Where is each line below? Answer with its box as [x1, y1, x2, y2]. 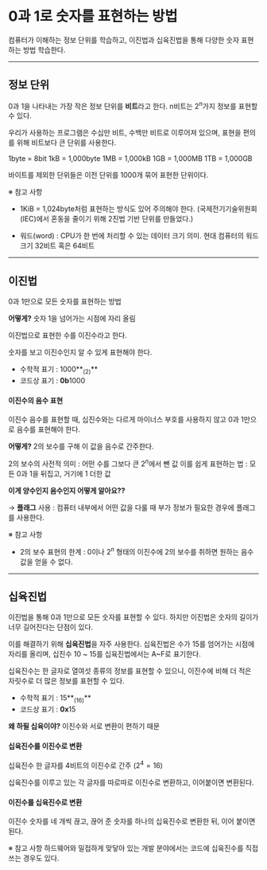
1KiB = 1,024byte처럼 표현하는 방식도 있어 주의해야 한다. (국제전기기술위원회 [19, 204, 257, 214]
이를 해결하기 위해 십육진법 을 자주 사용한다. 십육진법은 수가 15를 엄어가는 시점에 [8, 639, 255, 649]
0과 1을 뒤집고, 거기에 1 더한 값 [16, 468, 111, 478]
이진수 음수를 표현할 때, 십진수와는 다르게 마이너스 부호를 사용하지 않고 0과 [8, 415, 240, 425]
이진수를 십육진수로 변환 [8, 797, 83, 807]
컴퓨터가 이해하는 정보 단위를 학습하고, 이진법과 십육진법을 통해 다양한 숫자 [8, 35, 240, 45]
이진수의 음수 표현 [8, 395, 64, 405]
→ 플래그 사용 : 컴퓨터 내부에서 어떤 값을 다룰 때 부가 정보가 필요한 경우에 [8, 503, 234, 512]
